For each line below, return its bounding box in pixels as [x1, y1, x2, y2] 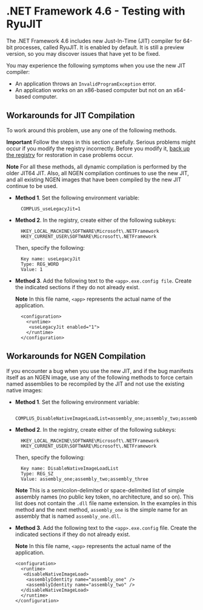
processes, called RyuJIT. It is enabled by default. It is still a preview [14, 44, 185, 51]
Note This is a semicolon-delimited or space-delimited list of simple [15, 486, 185, 494]
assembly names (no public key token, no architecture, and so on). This [15, 493, 194, 500]
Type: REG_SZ [21, 471, 54, 477]
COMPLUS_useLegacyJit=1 [21, 206, 81, 212]
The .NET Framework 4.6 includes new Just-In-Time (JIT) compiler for [6, 37, 182, 44]
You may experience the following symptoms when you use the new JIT [6, 62, 186, 69]
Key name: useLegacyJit [21, 256, 81, 262]
